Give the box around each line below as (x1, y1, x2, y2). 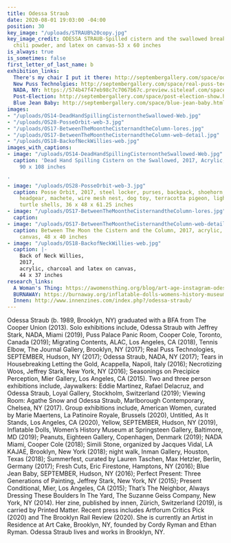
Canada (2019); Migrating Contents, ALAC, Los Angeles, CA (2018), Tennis (7, 338, 218, 346)
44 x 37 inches (19, 271, 63, 278)
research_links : (7, 278, 54, 285)
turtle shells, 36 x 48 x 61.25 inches (19, 201, 134, 208)
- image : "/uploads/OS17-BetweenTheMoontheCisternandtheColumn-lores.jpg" (7, 208, 226, 215)
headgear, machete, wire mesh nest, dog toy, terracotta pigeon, (19, 195, 211, 202)
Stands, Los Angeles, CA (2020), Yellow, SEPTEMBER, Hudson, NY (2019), (7, 419, 218, 427)
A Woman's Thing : (13, 285, 63, 291)
